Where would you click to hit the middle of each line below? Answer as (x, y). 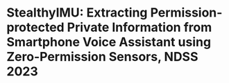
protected (35, 27)
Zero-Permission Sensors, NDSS (102, 57)
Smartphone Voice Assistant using (109, 42)
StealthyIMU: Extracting (77, 13)
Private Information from (139, 27)
